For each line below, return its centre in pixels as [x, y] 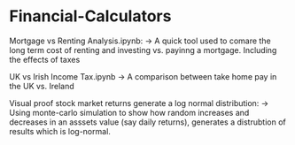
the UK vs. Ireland [42, 86]
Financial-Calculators [90, 16]
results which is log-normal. [60, 131]
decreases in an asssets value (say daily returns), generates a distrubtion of [147, 122]
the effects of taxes [45, 59]
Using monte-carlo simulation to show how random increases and [129, 112]
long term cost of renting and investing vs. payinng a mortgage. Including [143, 50]
